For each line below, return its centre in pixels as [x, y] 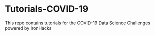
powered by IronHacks [28, 28]
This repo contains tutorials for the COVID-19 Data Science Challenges [78, 23]
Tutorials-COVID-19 [47, 9]
